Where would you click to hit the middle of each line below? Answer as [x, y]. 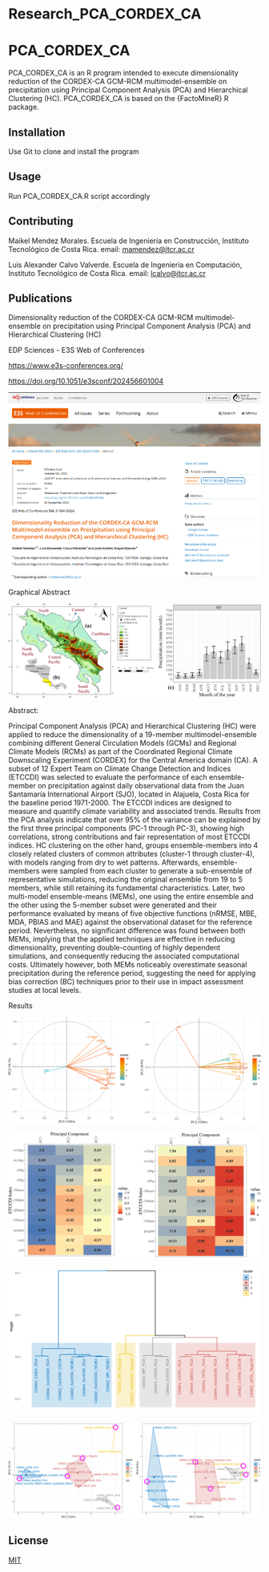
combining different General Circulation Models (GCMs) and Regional [122, 743]
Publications [40, 298]
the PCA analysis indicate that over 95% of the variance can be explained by [134, 820]
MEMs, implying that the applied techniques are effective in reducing [122, 939]
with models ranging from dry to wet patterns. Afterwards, [104, 862]
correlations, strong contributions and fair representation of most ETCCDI [129, 837]
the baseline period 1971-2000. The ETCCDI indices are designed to [120, 803]
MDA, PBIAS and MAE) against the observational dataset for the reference [130, 922]
